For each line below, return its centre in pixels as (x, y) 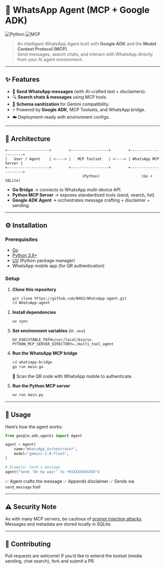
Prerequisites (21, 239)
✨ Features (22, 80)
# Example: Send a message (33, 467)
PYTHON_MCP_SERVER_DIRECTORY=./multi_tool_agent (63, 344)
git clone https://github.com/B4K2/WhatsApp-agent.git (69, 298)
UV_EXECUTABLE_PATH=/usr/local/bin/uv (52, 340)
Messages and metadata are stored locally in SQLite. (58, 524)
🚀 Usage (18, 415)
